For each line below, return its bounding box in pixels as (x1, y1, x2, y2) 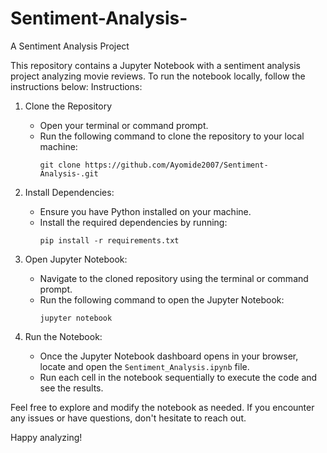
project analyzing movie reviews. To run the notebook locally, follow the (10, 70, 306, 82)
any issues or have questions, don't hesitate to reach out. (10, 412, 247, 424)
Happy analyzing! (10, 431, 83, 443)
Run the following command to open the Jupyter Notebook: (39, 293, 285, 306)
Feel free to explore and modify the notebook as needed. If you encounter (10, 401, 315, 413)
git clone (39, 160, 82, 170)
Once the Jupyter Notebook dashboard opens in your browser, (39, 350, 299, 362)
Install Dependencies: (24, 186, 115, 198)
